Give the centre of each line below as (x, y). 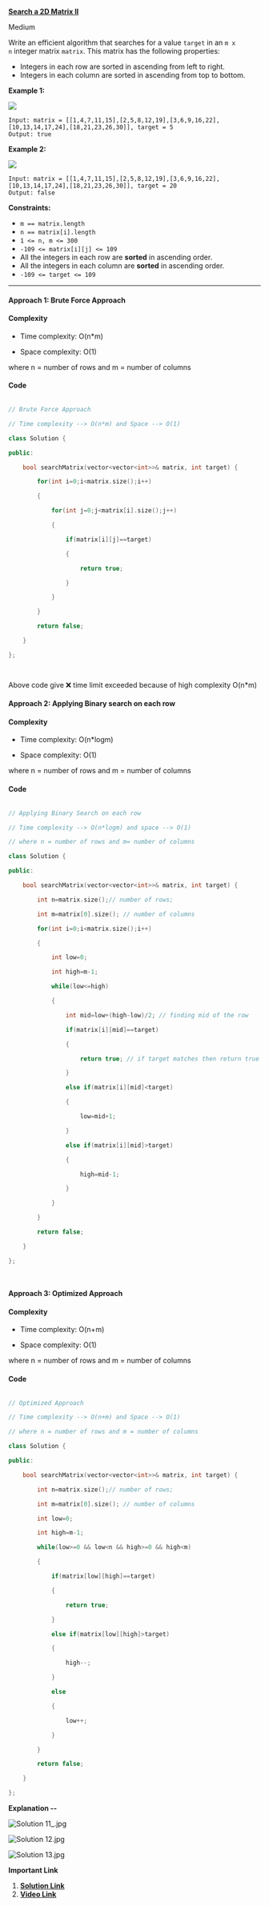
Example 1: (27, 90)
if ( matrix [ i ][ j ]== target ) (108, 540)
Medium (22, 27)
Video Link (38, 1894)
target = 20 (157, 186)
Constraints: (30, 208)
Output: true (30, 134)
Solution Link (42, 1886)
